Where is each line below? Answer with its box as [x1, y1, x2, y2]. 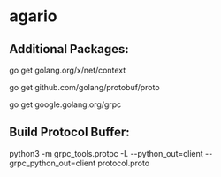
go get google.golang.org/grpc [9, 99, 122, 110]
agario [9, 6, 57, 27]
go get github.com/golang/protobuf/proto [9, 82, 161, 92]
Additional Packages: [9, 42, 130, 57]
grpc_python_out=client [9, 158, 96, 168]
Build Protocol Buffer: [9, 125, 130, 140]
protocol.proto [97, 158, 150, 168]
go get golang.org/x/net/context [9, 65, 126, 75]
